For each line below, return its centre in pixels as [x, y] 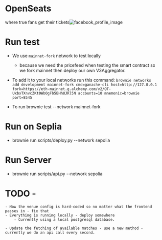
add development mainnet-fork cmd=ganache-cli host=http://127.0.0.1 [85, 85]
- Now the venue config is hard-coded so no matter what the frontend [79, 207]
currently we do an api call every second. [50, 232]
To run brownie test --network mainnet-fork [56, 107]
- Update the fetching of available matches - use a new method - [74, 228]
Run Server [28, 160]
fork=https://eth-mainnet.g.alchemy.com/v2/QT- [61, 89]
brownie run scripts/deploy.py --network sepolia [61, 140]
